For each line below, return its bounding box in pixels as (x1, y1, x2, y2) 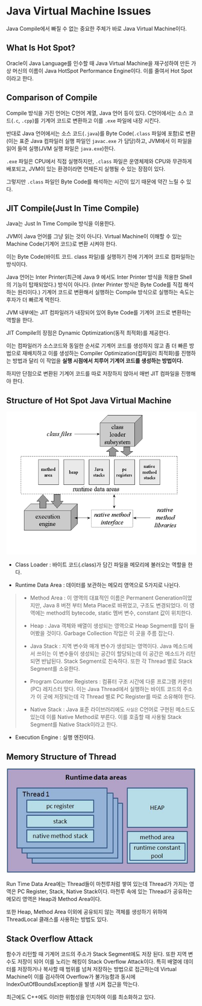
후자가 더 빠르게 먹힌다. (6, 296, 62, 303)
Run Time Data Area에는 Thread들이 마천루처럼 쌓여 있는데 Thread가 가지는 (6, 881, 188, 888)
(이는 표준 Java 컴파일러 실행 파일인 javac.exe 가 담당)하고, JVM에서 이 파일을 (6, 137, 192, 144)
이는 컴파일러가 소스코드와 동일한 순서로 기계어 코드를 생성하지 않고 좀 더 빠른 (6, 342, 188, 349)
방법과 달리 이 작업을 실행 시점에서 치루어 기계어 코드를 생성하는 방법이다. (12, 357, 184, 364)
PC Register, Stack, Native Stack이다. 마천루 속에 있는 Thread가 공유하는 (17, 888, 193, 895)
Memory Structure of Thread (6, 751, 116, 762)
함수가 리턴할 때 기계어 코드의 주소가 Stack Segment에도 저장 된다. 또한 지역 (6, 950, 187, 957)
